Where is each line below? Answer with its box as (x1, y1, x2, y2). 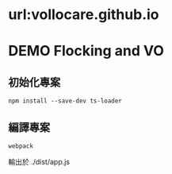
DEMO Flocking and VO (8, 42, 165, 60)
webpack (8, 142, 34, 150)
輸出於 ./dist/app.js (8, 157, 70, 166)
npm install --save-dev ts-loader (8, 97, 123, 105)
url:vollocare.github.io (8, 6, 159, 24)
